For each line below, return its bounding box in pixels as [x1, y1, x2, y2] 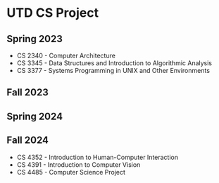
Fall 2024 [6, 135, 49, 147]
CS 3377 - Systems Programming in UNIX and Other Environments [16, 67, 211, 74]
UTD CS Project [6, 5, 99, 21]
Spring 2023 [6, 33, 63, 45]
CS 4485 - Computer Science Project [16, 168, 126, 176]
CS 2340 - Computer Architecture [16, 51, 115, 60]
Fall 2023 [6, 86, 49, 99]
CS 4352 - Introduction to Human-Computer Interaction [16, 153, 179, 161]
